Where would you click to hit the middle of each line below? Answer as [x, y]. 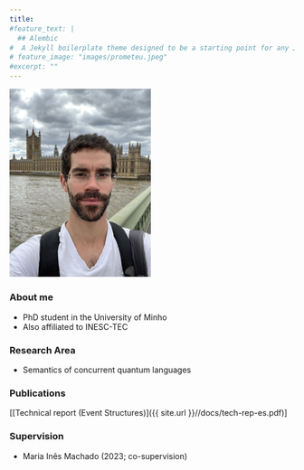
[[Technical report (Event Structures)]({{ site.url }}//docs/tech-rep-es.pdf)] [148, 413]
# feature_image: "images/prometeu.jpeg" [89, 57]
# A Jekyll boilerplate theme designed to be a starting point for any [149, 48]
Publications [38, 393]
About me [32, 297]
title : [22, 19]
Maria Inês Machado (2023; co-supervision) [105, 456]
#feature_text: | [42, 28]
